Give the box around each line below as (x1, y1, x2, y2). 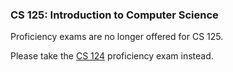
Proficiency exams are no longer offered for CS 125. (10, 31, 224, 43)
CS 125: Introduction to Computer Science (10, 8, 219, 22)
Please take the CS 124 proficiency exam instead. (10, 50, 214, 62)
